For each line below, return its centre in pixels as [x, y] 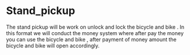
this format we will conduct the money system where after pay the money [95, 33]
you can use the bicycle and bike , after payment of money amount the [91, 39]
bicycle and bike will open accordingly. [53, 46]
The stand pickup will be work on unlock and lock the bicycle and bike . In [95, 27]
